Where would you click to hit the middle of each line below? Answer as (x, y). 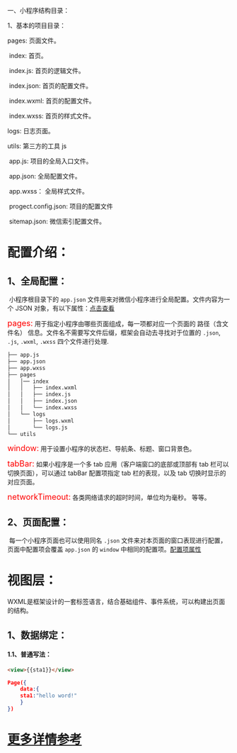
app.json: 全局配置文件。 (45, 176)
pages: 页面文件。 (34, 40)
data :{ (30, 689)
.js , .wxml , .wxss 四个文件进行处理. (58, 341)
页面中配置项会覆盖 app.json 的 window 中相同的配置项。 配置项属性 (104, 550)
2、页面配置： (38, 522)
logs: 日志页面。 (31, 131)
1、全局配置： (37, 281)
